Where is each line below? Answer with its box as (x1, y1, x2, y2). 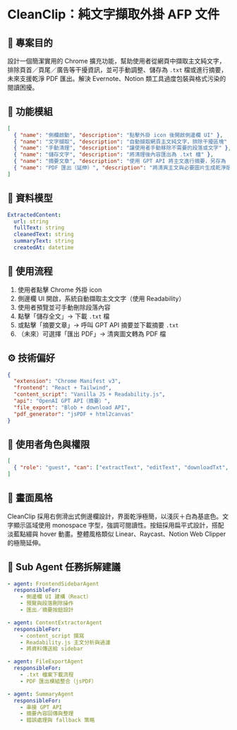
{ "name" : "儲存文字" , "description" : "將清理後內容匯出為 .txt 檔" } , (13, 151, 214, 159)
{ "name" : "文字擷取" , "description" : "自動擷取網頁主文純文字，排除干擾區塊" (13, 138, 227, 145)
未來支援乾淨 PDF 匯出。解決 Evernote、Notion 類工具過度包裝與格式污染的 (7, 75, 226, 83)
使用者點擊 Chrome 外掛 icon (17, 285, 102, 293)
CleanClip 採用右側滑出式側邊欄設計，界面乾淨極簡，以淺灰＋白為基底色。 (7, 512, 223, 521)
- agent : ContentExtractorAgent (7, 619, 102, 626)
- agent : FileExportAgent (7, 658, 83, 665)
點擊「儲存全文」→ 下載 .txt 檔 (17, 312, 110, 320)
